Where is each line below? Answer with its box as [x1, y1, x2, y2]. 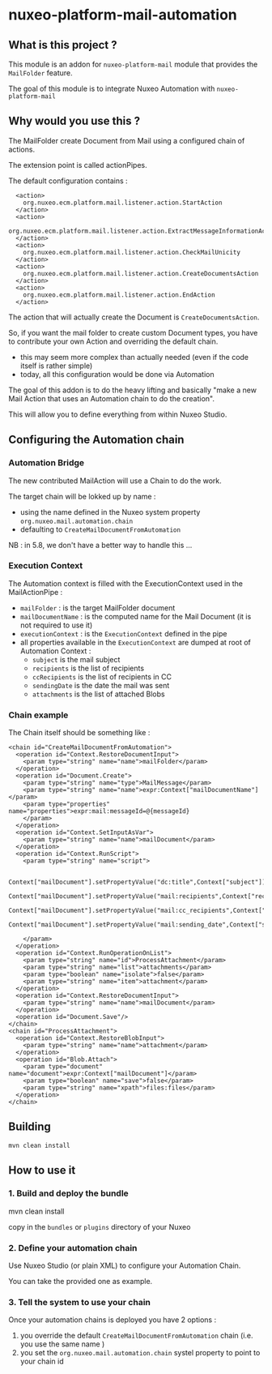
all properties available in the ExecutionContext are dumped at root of [19, 637, 251, 647]
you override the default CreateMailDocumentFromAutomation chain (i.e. [19, 1331, 253, 1341]
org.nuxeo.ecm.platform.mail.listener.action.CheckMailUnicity [23, 248, 241, 256]
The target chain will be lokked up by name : [8, 491, 156, 501]
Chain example [8, 709, 69, 721]
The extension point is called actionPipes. [8, 160, 147, 169]
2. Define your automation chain [8, 1242, 138, 1253]
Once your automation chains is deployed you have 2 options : [8, 1315, 217, 1325]
